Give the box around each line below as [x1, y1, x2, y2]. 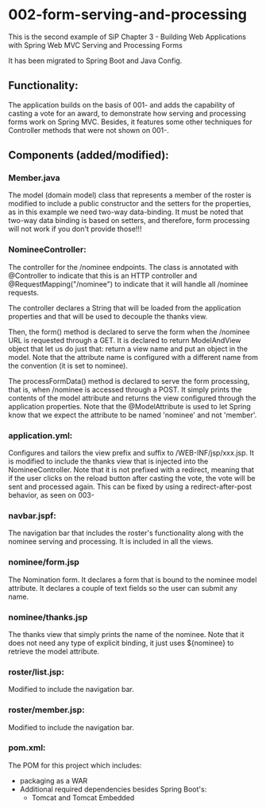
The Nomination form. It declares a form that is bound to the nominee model [8, 575, 257, 584]
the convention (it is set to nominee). [8, 361, 129, 370]
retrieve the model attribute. [8, 647, 100, 656]
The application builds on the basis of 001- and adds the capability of [8, 100, 236, 109]
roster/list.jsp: [8, 666, 65, 678]
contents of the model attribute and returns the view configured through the [8, 393, 256, 403]
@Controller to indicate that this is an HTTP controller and [8, 271, 198, 280]
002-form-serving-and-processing [8, 6, 248, 24]
